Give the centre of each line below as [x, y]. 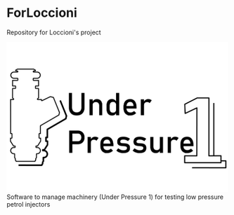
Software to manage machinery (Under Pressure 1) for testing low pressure [115, 197]
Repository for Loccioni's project [54, 32]
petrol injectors [28, 204]
